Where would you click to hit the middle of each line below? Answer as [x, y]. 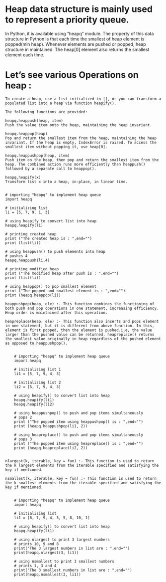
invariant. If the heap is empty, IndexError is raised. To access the [81, 142]
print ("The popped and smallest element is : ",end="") [65, 291]
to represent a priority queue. [67, 20]
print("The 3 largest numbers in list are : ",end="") [72, 548]
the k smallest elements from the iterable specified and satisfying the [83, 483]
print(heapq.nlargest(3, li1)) [46, 553]
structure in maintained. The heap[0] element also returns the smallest [77, 49]
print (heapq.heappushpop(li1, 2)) [51, 426]
